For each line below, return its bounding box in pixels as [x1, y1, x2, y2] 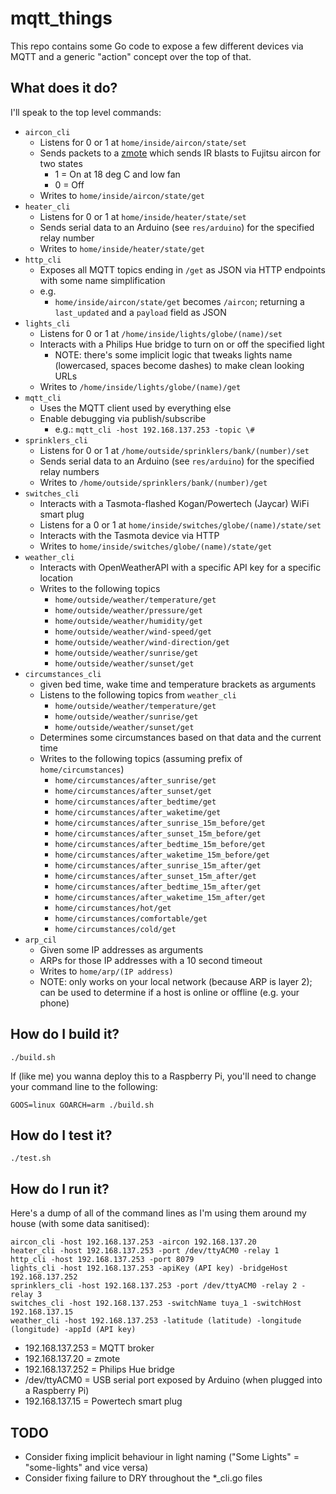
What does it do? [10, 80, 118, 97]
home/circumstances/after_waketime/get [54, 807, 222, 817]
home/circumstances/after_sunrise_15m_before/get [54, 818, 266, 828]
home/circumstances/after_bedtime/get [54, 797, 217, 807]
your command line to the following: [10, 1080, 158, 1092]
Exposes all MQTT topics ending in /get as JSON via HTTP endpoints [39, 263, 326, 276]
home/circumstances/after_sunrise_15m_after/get [54, 860, 262, 871]
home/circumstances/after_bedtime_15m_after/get [54, 882, 262, 892]
